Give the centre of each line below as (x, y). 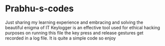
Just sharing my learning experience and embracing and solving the (74, 22)
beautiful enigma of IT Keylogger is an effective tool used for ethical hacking (82, 27)
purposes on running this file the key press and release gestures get (74, 33)
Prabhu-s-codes (39, 9)
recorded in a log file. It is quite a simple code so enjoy (61, 38)
